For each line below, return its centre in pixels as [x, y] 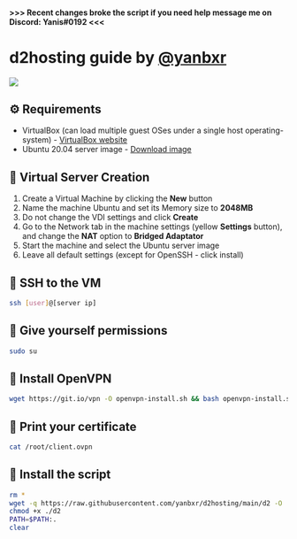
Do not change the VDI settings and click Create [110, 218]
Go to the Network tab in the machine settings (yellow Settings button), [152, 227]
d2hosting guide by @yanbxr [118, 57]
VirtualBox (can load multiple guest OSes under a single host [133, 131]
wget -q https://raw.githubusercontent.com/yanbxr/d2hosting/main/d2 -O [146, 503]
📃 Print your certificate [73, 426]
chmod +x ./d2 [35, 512]
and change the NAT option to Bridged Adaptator [113, 236]
